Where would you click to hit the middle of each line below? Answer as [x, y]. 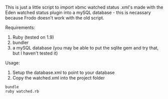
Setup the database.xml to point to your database [63, 72]
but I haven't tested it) [35, 53]
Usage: [13, 63]
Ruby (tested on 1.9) [33, 37]
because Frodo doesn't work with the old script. [55, 18]
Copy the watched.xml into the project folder [59, 78]
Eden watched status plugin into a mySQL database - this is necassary [78, 12]
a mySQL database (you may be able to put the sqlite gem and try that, [86, 48]
